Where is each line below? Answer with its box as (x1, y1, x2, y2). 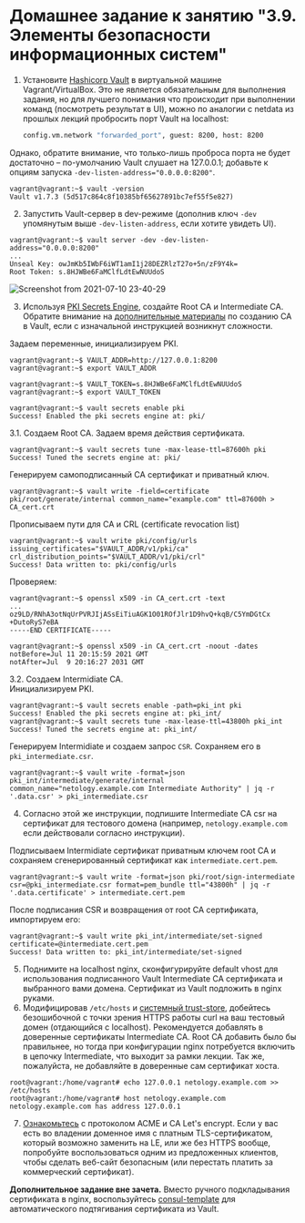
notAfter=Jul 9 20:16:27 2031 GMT (9, 657, 145, 666)
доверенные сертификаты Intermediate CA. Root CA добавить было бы (22, 1031, 297, 1042)
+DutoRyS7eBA (9, 617, 59, 627)
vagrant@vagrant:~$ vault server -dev (9, 235, 157, 244)
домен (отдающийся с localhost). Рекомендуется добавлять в (22, 1022, 264, 1033)
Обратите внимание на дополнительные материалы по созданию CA (22, 311, 292, 322)
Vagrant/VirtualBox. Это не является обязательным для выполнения (22, 84, 287, 95)
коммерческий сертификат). (22, 1166, 135, 1177)
